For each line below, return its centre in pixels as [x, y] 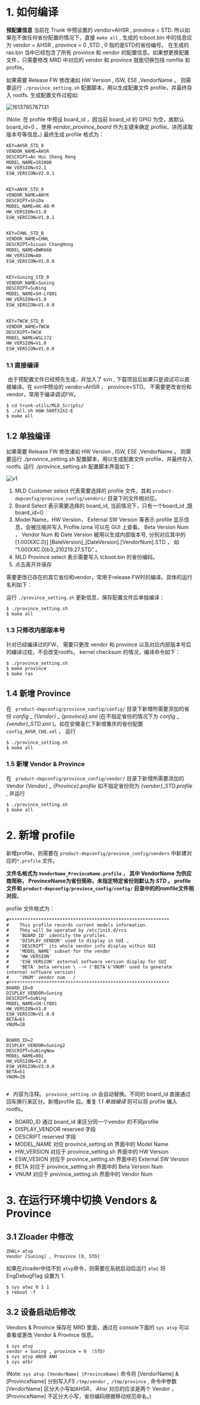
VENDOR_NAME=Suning [30, 283]
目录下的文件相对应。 [133, 498]
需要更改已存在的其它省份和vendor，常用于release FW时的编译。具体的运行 [99, 577]
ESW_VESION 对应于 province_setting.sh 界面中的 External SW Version [102, 1159]
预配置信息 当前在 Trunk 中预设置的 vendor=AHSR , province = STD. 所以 [96, 30]
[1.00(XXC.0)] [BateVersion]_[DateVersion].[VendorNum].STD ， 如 [97, 542]
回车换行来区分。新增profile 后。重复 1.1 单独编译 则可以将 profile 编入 [92, 1101]
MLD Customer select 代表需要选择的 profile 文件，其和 [83, 491]
